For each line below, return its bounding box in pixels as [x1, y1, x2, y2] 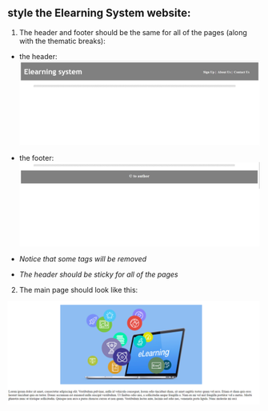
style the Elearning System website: [7, 6, 191, 20]
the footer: [18, 153, 54, 162]
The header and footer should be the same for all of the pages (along [18, 27, 247, 37]
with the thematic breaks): [18, 36, 106, 46]
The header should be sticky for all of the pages [18, 269, 178, 279]
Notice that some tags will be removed [18, 254, 147, 264]
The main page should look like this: [18, 285, 138, 295]
